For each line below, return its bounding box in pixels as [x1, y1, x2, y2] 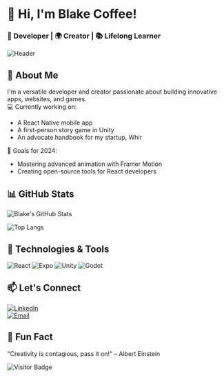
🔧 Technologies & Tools [7, 243, 110, 255]
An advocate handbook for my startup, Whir [17, 134, 143, 142]
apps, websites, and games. [7, 95, 87, 103]
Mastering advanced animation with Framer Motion [17, 160, 163, 168]
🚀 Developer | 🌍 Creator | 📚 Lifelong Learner [7, 31, 161, 41]
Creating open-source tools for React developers [17, 167, 157, 176]
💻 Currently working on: [7, 103, 77, 111]
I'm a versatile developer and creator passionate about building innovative [7, 87, 217, 96]
